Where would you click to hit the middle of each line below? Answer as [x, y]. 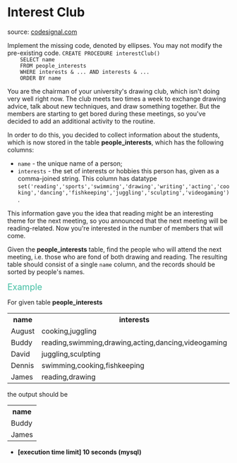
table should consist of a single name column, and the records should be [111, 264]
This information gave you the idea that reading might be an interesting [110, 213]
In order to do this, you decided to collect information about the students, [114, 135]
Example [25, 287]
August [23, 331]
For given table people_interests [55, 302]
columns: [21, 149]
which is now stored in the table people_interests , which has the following [116, 142]
